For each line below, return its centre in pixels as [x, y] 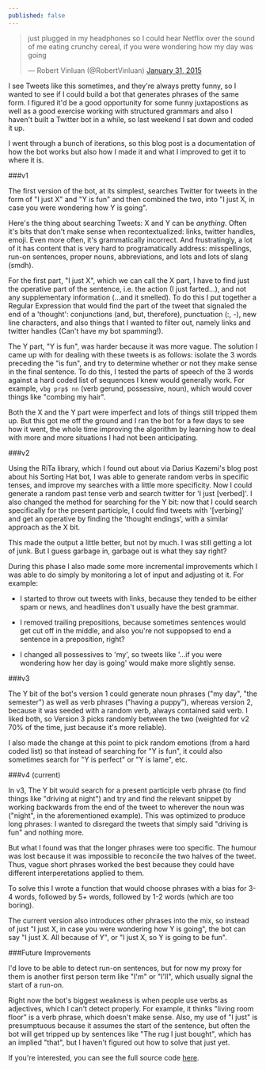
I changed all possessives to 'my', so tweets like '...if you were [121, 654]
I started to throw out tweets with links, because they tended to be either [138, 598]
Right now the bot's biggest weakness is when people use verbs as [118, 1000]
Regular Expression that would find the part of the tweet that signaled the [127, 305]
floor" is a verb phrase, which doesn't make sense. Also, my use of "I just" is [133, 1017]
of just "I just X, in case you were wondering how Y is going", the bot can [127, 929]
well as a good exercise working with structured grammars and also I [120, 111]
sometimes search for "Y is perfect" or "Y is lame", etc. [98, 759]
